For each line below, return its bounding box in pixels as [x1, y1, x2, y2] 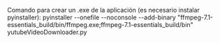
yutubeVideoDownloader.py [7, 28, 87, 36]
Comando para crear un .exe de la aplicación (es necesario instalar [7, 6, 200, 14]
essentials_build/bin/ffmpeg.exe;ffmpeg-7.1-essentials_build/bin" [7, 21, 193, 28]
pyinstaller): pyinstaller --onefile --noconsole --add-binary [7, 13, 176, 21]
